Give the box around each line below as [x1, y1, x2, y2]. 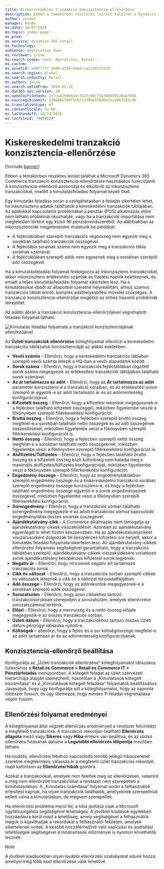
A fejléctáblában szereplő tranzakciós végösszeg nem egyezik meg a [12, 233, 152, 239]
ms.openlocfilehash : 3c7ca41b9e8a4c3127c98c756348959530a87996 [5, 93, 137, 98]
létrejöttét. [5, 299, 26, 305]
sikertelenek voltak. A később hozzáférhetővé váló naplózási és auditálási [5, 824, 153, 830]
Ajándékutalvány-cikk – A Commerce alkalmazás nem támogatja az [12, 519, 150, 525]
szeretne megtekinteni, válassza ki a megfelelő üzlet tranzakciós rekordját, [5, 759, 155, 765]
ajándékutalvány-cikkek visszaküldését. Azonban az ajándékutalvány [12, 524, 152, 530]
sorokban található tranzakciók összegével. [12, 238, 100, 244]
